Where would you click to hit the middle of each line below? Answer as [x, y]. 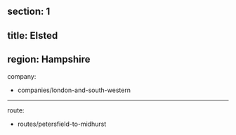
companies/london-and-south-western [74, 90]
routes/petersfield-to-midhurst [62, 124]
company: [22, 76]
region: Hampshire [49, 59]
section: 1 [29, 12]
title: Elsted [33, 36]
